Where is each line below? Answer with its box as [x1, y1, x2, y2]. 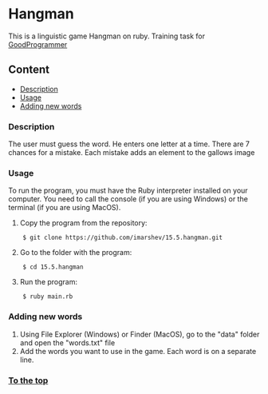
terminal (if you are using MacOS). [8, 203, 121, 213]
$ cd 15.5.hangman [22, 263, 84, 272]
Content [8, 63, 50, 77]
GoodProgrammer [8, 39, 68, 49]
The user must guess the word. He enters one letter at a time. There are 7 [8, 139, 250, 149]
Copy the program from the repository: [19, 218, 148, 228]
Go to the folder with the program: [19, 248, 132, 257]
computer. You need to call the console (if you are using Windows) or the [8, 194, 249, 204]
